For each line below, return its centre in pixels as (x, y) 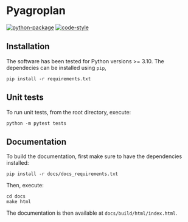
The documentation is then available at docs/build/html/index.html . (92, 213)
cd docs (16, 196)
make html (19, 202)
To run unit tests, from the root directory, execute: (69, 112)
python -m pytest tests (37, 123)
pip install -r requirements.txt (49, 79)
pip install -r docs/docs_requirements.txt (62, 174)
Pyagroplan (36, 11)
